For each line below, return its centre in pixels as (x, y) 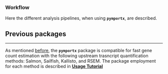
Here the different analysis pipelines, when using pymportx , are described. (81, 18)
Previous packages (36, 34)
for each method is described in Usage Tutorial (54, 67)
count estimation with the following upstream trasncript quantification (77, 56)
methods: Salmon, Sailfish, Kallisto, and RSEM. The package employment (80, 61)
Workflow (17, 7)
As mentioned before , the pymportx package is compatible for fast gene (79, 51)
